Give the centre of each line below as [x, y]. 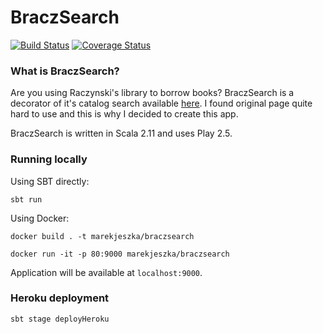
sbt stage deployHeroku [60, 319]
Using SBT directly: [50, 181]
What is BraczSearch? [65, 71]
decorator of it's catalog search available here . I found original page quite [161, 103]
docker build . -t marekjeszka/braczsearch [102, 236]
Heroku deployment [60, 298]
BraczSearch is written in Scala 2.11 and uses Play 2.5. [121, 133]
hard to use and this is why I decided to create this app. [124, 114]
